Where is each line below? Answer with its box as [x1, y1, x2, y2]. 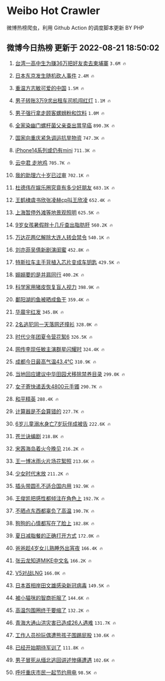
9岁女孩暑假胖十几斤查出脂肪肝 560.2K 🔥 [15, 221, 113, 228]
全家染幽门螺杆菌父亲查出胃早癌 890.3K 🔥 [15, 122, 115, 129]
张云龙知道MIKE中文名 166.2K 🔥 [15, 557, 92, 564]
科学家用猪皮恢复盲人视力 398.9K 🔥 [15, 283, 100, 290]
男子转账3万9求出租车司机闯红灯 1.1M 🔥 [15, 97, 111, 104]
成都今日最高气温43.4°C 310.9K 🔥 [15, 358, 97, 365]
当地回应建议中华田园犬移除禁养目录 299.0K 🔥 [15, 370, 125, 377]
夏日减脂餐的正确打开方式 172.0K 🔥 [15, 532, 100, 539]
